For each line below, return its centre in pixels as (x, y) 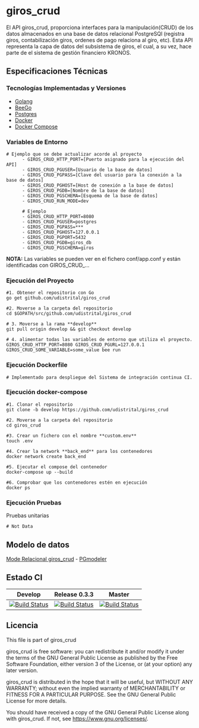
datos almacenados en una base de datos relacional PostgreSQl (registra (95, 33)
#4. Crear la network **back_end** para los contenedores (79, 451)
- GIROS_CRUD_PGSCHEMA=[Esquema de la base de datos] (90, 196)
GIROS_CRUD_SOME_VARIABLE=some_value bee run (63, 350)
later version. (22, 670)
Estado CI (24, 578)
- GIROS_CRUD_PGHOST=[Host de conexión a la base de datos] (98, 185)
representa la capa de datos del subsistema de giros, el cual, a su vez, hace (99, 46)
